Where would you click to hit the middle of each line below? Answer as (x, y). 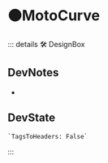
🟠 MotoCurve (54, 16)
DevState (32, 118)
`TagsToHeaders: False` (48, 136)
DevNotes (33, 73)
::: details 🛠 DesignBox (46, 44)
